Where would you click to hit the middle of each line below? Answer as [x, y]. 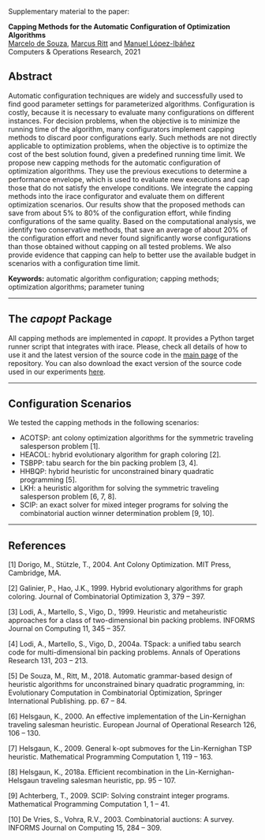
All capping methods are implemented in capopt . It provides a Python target [131, 338]
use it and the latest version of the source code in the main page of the [123, 355]
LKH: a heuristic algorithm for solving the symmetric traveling [119, 488]
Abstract [30, 77]
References [37, 545]
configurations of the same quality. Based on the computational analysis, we [132, 221]
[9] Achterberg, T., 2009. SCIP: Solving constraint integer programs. [119, 796]
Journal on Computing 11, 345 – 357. [67, 629]
